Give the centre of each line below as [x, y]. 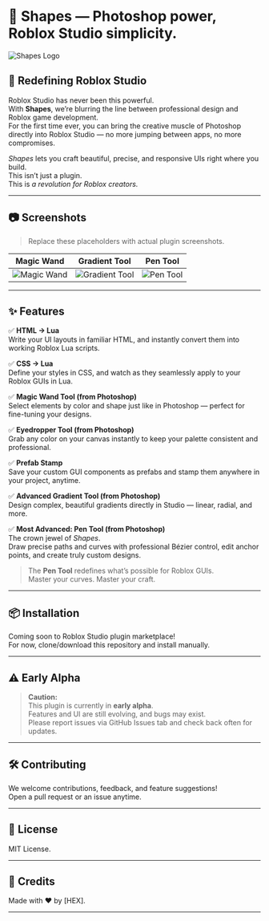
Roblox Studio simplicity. [93, 33]
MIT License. [30, 849]
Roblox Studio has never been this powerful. [81, 100]
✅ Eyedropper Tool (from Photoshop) [71, 430]
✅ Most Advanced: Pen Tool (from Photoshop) [87, 529]
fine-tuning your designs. [50, 414]
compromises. [32, 143]
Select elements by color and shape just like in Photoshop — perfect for [127, 406]
